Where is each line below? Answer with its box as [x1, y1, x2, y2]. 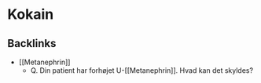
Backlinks [7, 37, 57, 50]
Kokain [7, 5, 54, 23]
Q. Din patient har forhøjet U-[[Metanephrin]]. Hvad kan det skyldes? [30, 66, 253, 75]
